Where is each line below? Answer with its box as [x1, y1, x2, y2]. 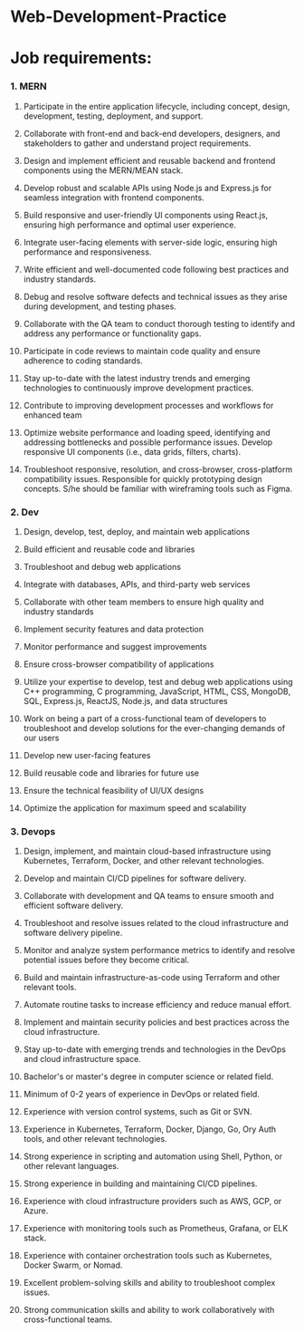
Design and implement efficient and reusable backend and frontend [23, 155, 276, 166]
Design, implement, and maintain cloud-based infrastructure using [23, 845, 271, 857]
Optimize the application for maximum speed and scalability [23, 802, 247, 813]
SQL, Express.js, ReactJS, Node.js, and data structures [23, 695, 229, 706]
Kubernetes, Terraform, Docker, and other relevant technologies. [23, 855, 265, 866]
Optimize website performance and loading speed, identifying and [23, 427, 271, 438]
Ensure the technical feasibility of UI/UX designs [23, 785, 204, 796]
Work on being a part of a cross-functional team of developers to [23, 713, 267, 724]
